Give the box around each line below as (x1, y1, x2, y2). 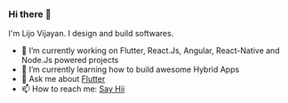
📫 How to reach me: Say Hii (20, 83, 125, 94)
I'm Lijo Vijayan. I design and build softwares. (8, 28, 174, 39)
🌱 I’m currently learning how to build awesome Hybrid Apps (20, 64, 240, 75)
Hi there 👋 (8, 8, 52, 20)
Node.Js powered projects (20, 55, 119, 66)
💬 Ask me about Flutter (20, 74, 106, 84)
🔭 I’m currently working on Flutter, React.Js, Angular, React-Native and (20, 45, 281, 56)
